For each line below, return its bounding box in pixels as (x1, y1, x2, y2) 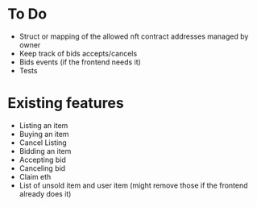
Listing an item (19, 120, 68, 130)
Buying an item (19, 129, 69, 139)
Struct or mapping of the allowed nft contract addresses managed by (19, 31, 249, 41)
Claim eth (19, 172, 52, 181)
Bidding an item (19, 146, 72, 155)
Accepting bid (19, 155, 66, 164)
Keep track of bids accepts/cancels (19, 48, 138, 58)
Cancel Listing (19, 138, 68, 147)
